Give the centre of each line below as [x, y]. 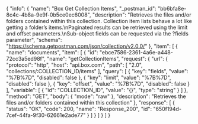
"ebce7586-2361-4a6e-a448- [136, 52]
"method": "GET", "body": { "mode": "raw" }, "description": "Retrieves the [96, 96]
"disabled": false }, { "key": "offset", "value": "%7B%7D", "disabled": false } [98, 84]
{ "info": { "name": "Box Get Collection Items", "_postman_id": [82, 9]
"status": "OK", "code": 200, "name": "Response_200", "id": [79, 109]
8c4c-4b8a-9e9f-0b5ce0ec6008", [49, 15]
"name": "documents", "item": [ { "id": [52, 52]
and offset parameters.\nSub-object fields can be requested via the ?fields [97, 34]
